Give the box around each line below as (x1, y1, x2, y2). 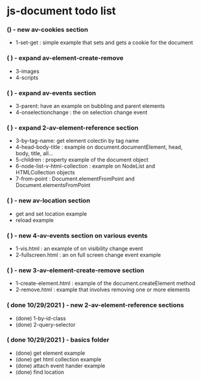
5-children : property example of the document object (15, 156, 149, 164)
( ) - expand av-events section (7, 88, 96, 97)
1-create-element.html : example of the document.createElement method (15, 279, 196, 287)
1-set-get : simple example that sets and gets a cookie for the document (15, 39, 193, 46)
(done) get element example (15, 349, 86, 357)
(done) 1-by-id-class (15, 315, 66, 322)
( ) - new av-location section (7, 196, 90, 205)
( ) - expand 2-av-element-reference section (7, 124, 139, 132)
